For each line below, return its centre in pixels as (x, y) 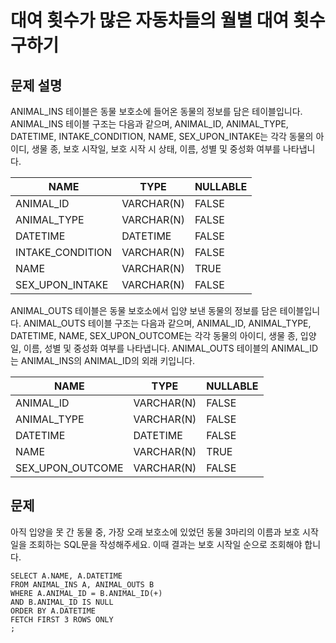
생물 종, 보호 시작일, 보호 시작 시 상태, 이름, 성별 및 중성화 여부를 (156, 149)
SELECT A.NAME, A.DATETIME (66, 576)
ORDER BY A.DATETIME (53, 611)
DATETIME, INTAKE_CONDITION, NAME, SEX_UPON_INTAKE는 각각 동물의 (162, 136)
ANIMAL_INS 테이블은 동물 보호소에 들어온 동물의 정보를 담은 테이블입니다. (156, 111)
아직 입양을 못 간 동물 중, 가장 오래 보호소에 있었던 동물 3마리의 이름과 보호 (155, 532)
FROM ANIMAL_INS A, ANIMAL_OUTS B (82, 584)
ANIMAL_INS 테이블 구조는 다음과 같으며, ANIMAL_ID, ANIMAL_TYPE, (149, 124)
